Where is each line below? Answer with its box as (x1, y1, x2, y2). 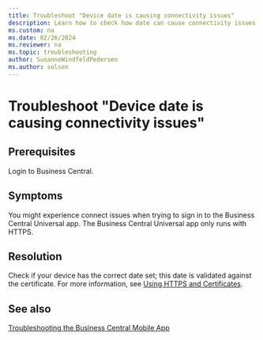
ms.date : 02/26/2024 (8, 33, 77, 42)
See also (8, 302, 51, 315)
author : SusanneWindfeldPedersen (8, 56, 118, 64)
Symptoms (8, 189, 63, 202)
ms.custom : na (8, 26, 55, 34)
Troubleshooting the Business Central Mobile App (8, 323, 170, 333)
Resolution (8, 250, 62, 263)
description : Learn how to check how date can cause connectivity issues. (8, 19, 260, 27)
